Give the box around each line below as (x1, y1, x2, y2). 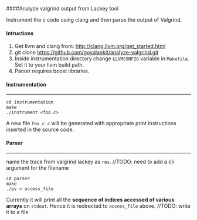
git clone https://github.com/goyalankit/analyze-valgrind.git (14, 49, 159, 56)
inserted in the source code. (6, 126, 74, 133)
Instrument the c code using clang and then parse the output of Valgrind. (6, 16, 182, 23)
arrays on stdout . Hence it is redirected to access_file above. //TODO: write (6, 202, 191, 209)
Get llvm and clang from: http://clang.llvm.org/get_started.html (14, 43, 166, 50)
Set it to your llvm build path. (14, 61, 84, 68)
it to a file (6, 208, 29, 215)
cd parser (6, 176, 30, 181)
